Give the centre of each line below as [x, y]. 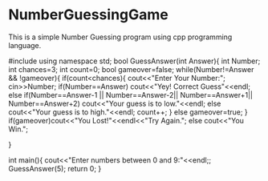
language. [25, 45]
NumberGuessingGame [88, 15]
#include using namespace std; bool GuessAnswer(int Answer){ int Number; [134, 61]
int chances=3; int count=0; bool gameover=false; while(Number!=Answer [131, 69]
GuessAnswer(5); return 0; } [55, 168]
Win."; [18, 129]
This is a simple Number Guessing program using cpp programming [120, 37]
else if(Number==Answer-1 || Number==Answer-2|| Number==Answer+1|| [130, 95]
